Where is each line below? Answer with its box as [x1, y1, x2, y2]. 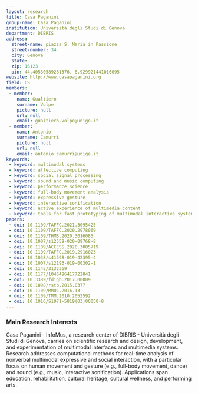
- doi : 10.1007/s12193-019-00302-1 [8, 260, 96, 267]
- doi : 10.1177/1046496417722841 [8, 271, 91, 277]
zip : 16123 [11, 63, 38, 69]
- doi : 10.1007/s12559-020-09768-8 [8, 238, 96, 244]
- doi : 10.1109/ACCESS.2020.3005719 [8, 244, 99, 250]
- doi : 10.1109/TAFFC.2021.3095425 [8, 222, 96, 228]
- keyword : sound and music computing [8, 178, 104, 184]
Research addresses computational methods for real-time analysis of [6, 350, 174, 357]
